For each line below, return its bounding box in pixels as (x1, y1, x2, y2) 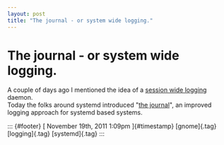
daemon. (7, 93, 33, 102)
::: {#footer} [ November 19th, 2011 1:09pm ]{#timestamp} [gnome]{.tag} (7, 122, 217, 131)
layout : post (7, 10, 46, 18)
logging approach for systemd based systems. (7, 108, 143, 117)
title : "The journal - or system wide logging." (7, 17, 153, 24)
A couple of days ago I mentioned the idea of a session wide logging (7, 86, 207, 94)
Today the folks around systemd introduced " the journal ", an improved (7, 100, 212, 110)
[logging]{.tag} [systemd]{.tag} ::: (7, 129, 105, 138)
